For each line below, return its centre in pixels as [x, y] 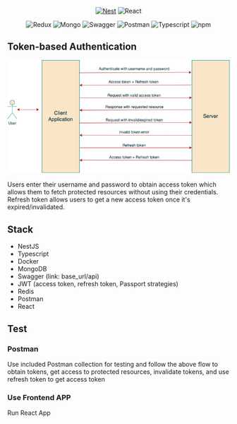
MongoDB [32, 269]
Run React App [29, 413]
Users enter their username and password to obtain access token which [112, 184]
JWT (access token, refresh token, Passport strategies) [98, 284]
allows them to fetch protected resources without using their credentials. [113, 192]
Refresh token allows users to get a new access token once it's [99, 200]
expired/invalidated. [36, 207]
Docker [28, 261]
